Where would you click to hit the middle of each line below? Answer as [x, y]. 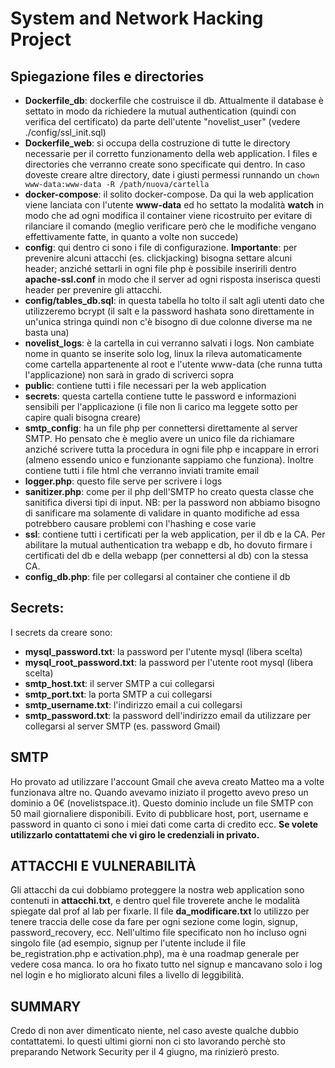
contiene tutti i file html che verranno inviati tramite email [142, 470]
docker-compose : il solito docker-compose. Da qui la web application [169, 194]
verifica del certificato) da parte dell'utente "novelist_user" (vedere [162, 121]
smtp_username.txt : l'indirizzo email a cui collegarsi [133, 704]
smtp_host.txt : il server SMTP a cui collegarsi [119, 683]
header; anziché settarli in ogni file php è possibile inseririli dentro [160, 268]
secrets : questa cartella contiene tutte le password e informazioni [160, 396]
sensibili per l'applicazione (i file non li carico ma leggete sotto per [161, 406]
